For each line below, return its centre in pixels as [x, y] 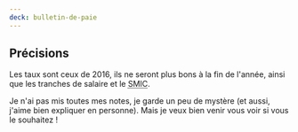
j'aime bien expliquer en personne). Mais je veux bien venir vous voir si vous [149, 111]
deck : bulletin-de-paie [53, 17]
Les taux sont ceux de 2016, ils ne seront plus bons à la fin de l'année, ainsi [147, 74]
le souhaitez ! [34, 120]
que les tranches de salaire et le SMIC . [80, 84]
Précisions [39, 54]
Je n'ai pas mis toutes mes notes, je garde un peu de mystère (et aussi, [140, 101]
